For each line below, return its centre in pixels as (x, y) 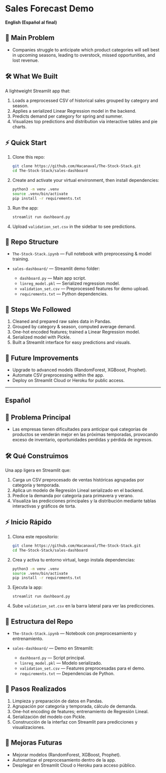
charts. (20, 127)
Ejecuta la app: (27, 587)
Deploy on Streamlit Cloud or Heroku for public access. (68, 381)
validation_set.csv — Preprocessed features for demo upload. (84, 289)
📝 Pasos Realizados (36, 689)
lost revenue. (25, 60)
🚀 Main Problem (30, 38)
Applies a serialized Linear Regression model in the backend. (74, 111)
